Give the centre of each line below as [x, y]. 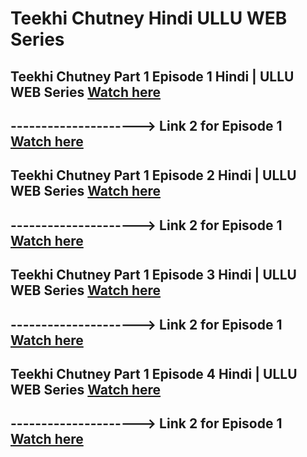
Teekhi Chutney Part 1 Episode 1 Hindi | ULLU [152, 76]
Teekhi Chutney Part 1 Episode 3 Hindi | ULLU [153, 275]
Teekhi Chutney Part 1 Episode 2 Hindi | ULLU [153, 175]
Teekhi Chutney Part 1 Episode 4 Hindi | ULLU [154, 373]
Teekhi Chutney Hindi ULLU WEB [149, 18]
